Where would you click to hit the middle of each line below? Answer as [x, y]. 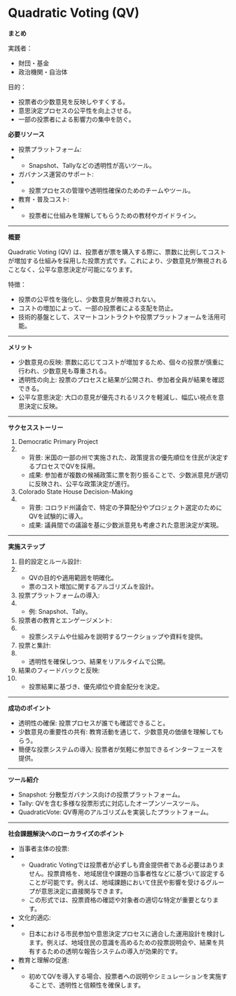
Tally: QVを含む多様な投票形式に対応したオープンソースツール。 [110, 803]
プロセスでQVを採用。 [67, 466]
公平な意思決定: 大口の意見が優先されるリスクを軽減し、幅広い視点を [118, 397]
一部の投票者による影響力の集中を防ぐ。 [76, 119]
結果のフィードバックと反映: [59, 670]
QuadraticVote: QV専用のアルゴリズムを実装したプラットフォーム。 [115, 812]
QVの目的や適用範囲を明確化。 [73, 577]
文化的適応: [34, 917]
